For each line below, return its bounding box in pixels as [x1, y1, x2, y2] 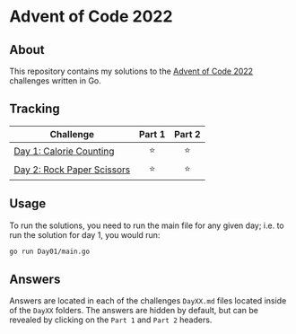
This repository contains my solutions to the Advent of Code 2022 [9, 66, 254, 76]
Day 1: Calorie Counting [13, 145, 115, 158]
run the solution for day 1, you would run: [9, 229, 161, 240]
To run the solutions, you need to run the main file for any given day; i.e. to [9, 220, 284, 231]
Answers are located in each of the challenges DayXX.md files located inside [9, 295, 287, 306]
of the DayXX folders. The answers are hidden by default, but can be [9, 305, 258, 316]
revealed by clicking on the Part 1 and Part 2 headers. [9, 314, 213, 325]
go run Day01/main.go [9, 247, 91, 256]
